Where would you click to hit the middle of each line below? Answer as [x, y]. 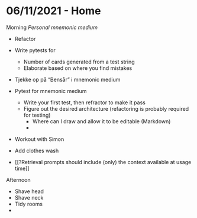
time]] [22, 168]
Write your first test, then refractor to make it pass [85, 102]
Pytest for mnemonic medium [51, 91]
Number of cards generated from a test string [79, 62]
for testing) [37, 115]
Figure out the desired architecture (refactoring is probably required [106, 108]
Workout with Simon [39, 139]
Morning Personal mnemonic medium [52, 27]
